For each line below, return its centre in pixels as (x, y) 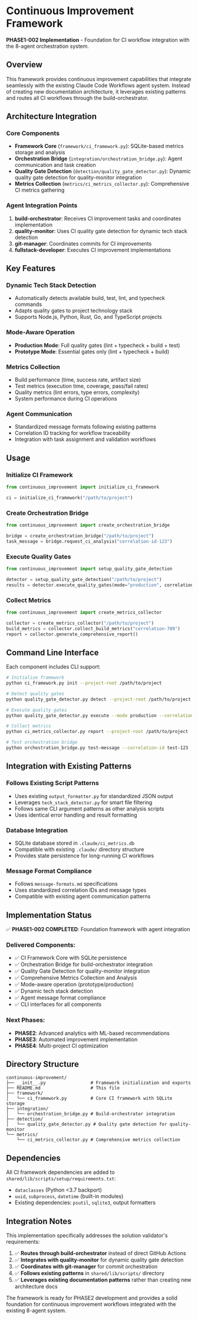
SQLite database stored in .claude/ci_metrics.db (75, 843)
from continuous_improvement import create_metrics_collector (84, 612)
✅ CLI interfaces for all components (58, 1005)
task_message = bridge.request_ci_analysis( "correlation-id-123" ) (89, 541)
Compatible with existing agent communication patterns (82, 896)
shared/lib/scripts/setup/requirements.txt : (61, 1179)
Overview (24, 65)
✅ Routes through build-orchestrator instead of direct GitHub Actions (100, 1253)
